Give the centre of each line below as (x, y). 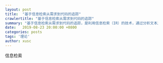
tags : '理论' (17, 37)
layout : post (18, 9)
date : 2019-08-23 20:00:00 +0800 (41, 28)
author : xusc (18, 41)
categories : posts (24, 32)
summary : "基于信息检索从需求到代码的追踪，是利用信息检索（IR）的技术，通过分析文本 (81, 23)
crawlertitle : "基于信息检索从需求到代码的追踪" (49, 18)
